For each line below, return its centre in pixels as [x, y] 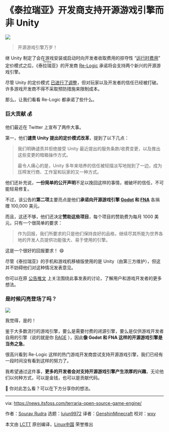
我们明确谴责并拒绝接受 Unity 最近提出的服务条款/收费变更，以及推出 [89, 149]
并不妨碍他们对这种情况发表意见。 [40, 268]
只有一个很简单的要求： [38, 223]
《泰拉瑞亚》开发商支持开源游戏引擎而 [85, 10]
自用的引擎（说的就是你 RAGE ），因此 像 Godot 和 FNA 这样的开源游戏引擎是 [84, 337]
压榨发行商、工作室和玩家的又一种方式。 [59, 172]
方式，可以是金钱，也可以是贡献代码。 [62, 378]
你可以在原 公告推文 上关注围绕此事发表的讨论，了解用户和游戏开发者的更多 [83, 278]
